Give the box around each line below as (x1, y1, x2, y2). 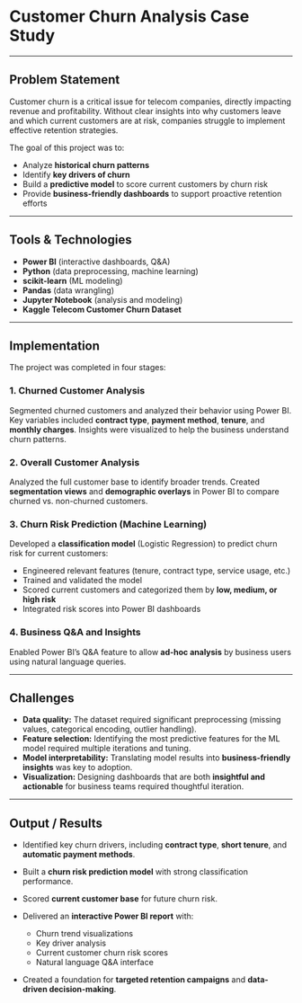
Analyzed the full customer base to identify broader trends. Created (9, 476, 261, 487)
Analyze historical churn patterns (22, 159, 150, 170)
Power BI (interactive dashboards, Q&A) (22, 256, 171, 267)
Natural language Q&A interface (35, 957, 155, 968)
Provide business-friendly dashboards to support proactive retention (22, 188, 282, 199)
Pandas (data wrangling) (22, 285, 115, 296)
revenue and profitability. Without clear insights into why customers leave (9, 105, 281, 116)
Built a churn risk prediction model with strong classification (22, 866, 249, 877)
